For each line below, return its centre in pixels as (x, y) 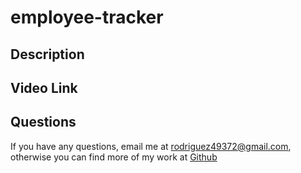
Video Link (44, 87)
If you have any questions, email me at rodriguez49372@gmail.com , (151, 146)
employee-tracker (87, 17)
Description (47, 54)
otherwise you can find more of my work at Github (114, 157)
